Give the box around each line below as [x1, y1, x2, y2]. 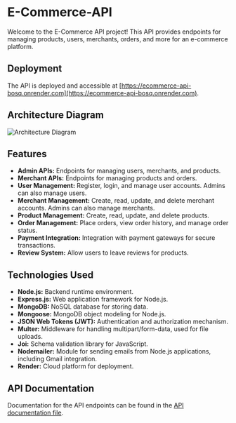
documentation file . [7, 408, 64, 417]
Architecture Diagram [7, 109, 104, 121]
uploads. [17, 333, 44, 341]
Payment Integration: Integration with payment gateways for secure [17, 234, 216, 242]
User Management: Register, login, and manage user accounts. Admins [17, 182, 226, 190]
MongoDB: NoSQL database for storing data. [17, 302, 149, 311]
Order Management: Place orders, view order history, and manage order [17, 219, 229, 227]
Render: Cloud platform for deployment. [17, 362, 134, 370]
